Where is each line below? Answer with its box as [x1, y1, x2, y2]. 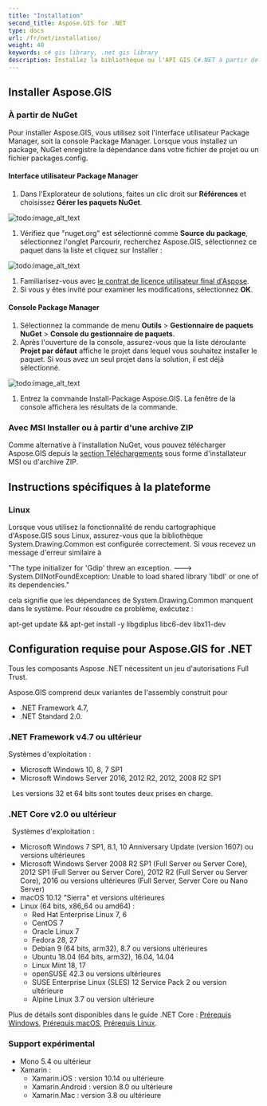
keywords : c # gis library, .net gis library [8, 49, 159, 57]
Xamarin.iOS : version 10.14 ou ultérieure [31, 1073, 165, 1083]
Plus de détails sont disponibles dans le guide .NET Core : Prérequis [8, 1010, 232, 1020]
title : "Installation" [8, 11, 84, 20]
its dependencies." [8, 579, 70, 590]
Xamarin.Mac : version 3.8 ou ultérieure [31, 1090, 162, 1100]
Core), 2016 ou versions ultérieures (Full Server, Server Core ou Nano [19, 876, 249, 885]
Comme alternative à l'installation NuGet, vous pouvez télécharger [8, 440, 226, 450]
